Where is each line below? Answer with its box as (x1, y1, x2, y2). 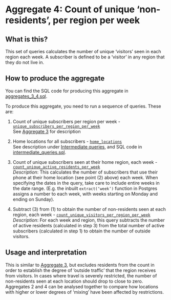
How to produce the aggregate (5, 74, 105, 83)
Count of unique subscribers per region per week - (12, 118, 120, 124)
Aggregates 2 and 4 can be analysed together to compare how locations (5, 283, 159, 290)
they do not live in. (5, 59, 45, 65)
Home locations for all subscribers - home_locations (12, 138, 122, 144)
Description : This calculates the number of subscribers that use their (12, 169, 158, 175)
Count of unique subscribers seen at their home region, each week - (12, 159, 158, 165)
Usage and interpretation (5, 248, 87, 257)
